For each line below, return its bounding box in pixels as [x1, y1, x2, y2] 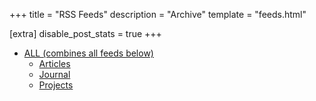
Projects [38, 79, 74, 91]
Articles [38, 58, 71, 69]
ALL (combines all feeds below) [23, 47, 154, 59]
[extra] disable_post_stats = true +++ [9, 28, 162, 39]
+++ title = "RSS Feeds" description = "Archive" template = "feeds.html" [9, 9, 307, 20]
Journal [38, 69, 71, 80]
